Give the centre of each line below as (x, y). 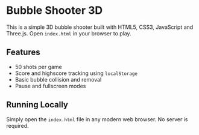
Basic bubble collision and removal (58, 79)
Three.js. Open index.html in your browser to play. (69, 33)
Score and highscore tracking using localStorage (76, 73)
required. (17, 125)
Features (23, 52)
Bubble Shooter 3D (55, 10)
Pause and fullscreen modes (50, 86)
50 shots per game (38, 67)
